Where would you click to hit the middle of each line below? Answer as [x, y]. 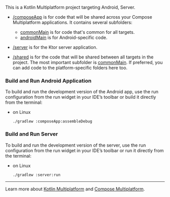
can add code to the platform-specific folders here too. [70, 68]
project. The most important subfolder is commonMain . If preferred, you [88, 62]
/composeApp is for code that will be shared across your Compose [82, 17]
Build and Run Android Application [49, 81]
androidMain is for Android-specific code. [64, 38]
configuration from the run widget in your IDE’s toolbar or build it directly [81, 97]
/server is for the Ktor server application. [55, 47]
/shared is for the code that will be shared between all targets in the [83, 57]
